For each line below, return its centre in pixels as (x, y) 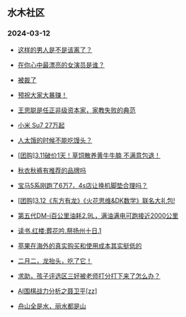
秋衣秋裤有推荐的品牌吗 (52, 170)
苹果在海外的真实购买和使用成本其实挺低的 (80, 245)
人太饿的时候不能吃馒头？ (55, 140)
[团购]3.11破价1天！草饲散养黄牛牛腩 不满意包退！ (89, 155)
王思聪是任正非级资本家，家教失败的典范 (76, 110)
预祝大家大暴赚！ (42, 95)
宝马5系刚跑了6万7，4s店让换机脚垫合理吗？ (83, 185)
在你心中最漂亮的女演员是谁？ (61, 65)
